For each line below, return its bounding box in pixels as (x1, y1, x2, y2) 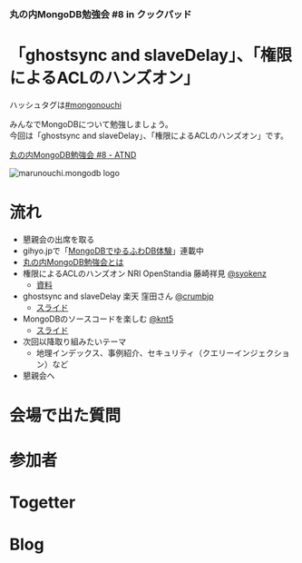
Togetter (9, 492, 76, 513)
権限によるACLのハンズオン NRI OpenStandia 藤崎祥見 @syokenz (22, 268, 268, 279)
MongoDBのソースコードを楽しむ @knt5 (22, 313, 174, 324)
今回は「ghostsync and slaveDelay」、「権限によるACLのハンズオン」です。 (9, 130, 288, 141)
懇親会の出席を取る (22, 233, 95, 244)
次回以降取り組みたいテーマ (22, 336, 127, 347)
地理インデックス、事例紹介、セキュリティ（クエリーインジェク (35, 347, 275, 358)
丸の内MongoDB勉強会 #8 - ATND (9, 149, 137, 160)
